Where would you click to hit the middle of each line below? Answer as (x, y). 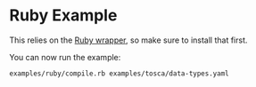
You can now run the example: (65, 57)
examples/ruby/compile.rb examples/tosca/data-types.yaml (119, 73)
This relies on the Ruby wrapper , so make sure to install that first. (128, 40)
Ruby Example (63, 16)
